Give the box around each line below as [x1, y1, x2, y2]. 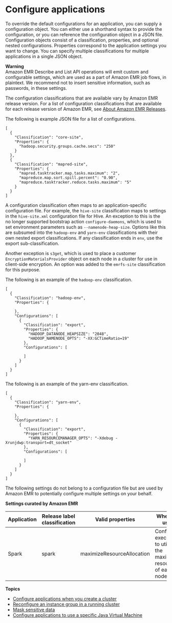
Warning [5, 63, 24, 69]
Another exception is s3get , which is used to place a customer [5, 250, 137, 256]
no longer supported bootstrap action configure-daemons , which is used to [5, 218, 162, 224]
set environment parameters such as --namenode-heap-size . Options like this [5, 224, 166, 230]
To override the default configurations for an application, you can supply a [5, 21, 162, 27]
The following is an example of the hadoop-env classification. [5, 276, 133, 283]
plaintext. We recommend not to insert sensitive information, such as [5, 80, 150, 86]
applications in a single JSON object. [5, 53, 83, 60]
